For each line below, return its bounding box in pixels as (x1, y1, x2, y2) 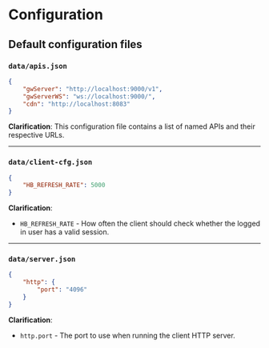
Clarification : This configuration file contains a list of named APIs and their (8, 122, 256, 131)
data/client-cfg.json (8, 158, 93, 167)
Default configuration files (8, 38, 143, 51)
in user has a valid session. (19, 227, 110, 237)
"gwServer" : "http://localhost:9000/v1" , (22, 85, 163, 93)
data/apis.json (8, 62, 68, 70)
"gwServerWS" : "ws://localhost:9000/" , (22, 92, 156, 101)
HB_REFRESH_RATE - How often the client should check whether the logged (19, 218, 261, 229)
